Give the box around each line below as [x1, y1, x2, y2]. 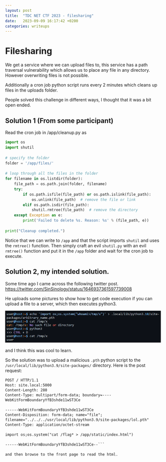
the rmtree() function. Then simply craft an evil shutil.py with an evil [5, 242, 147, 248]
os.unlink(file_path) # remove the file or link [31, 197, 136, 202]
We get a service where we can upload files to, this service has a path [5, 62, 148, 68]
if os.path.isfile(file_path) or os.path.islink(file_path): [23, 192, 152, 197]
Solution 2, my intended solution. [5, 268, 110, 276]
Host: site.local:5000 [5, 383, 52, 388]
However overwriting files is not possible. [5, 72, 89, 79]
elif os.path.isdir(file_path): [23, 202, 90, 207]
